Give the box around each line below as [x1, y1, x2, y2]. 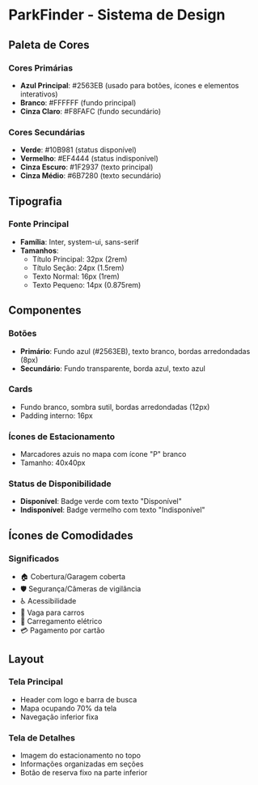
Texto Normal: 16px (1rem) [32, 271, 120, 281]
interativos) [19, 89, 58, 99]
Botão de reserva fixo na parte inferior [19, 768, 148, 778]
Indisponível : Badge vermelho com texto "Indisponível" [19, 505, 205, 515]
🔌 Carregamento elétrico [19, 616, 103, 626]
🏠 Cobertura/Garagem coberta [19, 572, 126, 582]
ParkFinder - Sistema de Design [8, 6, 226, 24]
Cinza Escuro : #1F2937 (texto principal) [19, 162, 154, 172]
